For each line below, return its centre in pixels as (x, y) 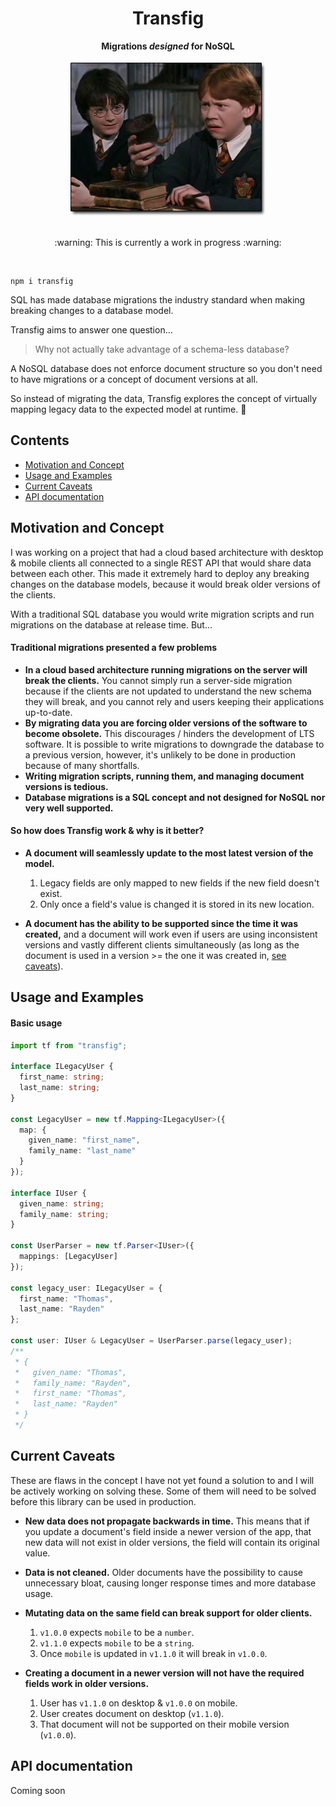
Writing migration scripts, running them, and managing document (164, 776)
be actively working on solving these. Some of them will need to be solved (163, 1491)
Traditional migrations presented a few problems (114, 648)
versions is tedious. (66, 786)
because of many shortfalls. (82, 765)
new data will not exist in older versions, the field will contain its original (172, 1542)
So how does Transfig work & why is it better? (107, 831)
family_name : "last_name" (82, 1151)
